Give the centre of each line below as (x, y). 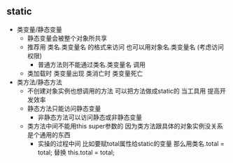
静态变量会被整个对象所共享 (67, 38)
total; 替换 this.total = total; (76, 152)
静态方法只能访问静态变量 (64, 108)
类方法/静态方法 (39, 82)
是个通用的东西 (49, 135)
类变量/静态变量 (39, 29)
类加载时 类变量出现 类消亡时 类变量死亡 (85, 73)
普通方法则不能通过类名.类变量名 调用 (92, 64)
